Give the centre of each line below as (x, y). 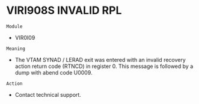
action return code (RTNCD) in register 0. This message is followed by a (104, 66)
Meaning (16, 49)
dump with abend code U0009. (54, 72)
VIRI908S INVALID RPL (64, 11)
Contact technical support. (48, 94)
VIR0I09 (25, 37)
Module (14, 26)
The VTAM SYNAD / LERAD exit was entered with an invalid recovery (100, 60)
